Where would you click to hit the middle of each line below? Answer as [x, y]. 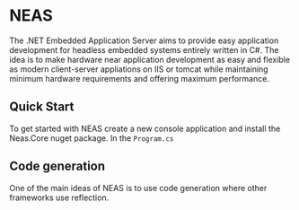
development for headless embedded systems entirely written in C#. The [144, 49]
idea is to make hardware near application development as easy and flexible [149, 59]
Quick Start [42, 107]
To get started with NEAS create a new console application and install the [145, 128]
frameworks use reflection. [59, 197]
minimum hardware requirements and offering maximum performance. [139, 78]
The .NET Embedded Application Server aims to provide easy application [144, 40]
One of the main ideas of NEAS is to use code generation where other [138, 188]
